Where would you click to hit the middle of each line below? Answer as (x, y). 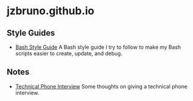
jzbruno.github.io (51, 11)
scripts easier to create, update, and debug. (69, 53)
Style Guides (31, 33)
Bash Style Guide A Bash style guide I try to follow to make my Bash (98, 47)
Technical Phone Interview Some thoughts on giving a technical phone (101, 86)
